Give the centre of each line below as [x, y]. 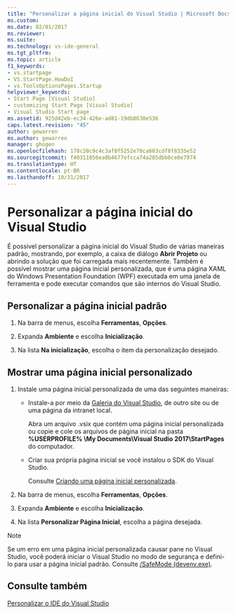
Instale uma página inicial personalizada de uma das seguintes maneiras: [123, 389]
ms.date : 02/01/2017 [38, 27]
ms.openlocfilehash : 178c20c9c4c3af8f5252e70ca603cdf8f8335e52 [102, 151]
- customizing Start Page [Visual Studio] [70, 105]
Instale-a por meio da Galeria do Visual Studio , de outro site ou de [123, 403]
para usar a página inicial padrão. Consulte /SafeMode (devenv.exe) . [113, 564]
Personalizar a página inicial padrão [87, 306]
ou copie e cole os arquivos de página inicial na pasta [106, 431]
